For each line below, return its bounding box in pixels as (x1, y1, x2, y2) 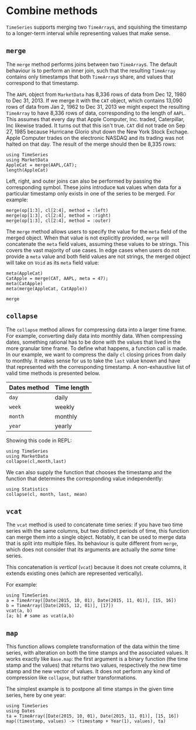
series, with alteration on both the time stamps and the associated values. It (6, 649, 188, 656)
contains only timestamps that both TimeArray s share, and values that (6, 73, 174, 80)
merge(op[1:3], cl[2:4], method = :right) (6, 213, 111, 218)
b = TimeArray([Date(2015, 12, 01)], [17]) (6, 603, 114, 609)
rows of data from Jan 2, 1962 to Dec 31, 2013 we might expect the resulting (6, 103, 190, 110)
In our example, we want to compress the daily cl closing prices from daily (6, 351, 186, 358)
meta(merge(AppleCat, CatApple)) (6, 286, 88, 292)
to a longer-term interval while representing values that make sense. (6, 29, 171, 36)
